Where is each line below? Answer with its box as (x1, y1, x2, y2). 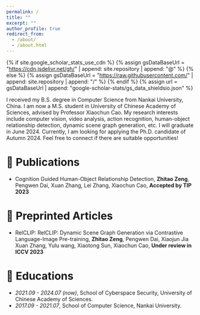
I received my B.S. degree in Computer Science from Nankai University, (6, 96, 184, 103)
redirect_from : (6, 31, 45, 37)
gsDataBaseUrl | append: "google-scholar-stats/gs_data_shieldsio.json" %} (6, 84, 194, 91)
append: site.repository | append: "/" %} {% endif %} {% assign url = (6, 78, 178, 85)
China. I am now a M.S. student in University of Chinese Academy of (6, 102, 177, 109)
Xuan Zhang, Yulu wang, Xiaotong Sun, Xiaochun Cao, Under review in (14, 242, 192, 249)
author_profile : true (6, 25, 61, 32)
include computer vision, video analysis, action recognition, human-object (6, 115, 190, 122)
